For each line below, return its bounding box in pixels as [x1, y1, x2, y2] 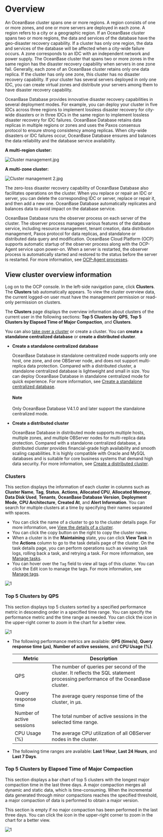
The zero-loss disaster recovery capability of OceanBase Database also [5, 185, 149, 191]
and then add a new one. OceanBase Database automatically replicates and [5, 200, 157, 206]
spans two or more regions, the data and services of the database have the [5, 35, 155, 41]
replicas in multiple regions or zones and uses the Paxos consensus [5, 122, 141, 128]
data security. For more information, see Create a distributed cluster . [12, 461, 149, 467]
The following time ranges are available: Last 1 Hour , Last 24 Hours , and [12, 748, 157, 754]
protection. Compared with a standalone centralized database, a [12, 440, 141, 446]
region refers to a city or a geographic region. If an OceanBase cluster [5, 30, 145, 36]
